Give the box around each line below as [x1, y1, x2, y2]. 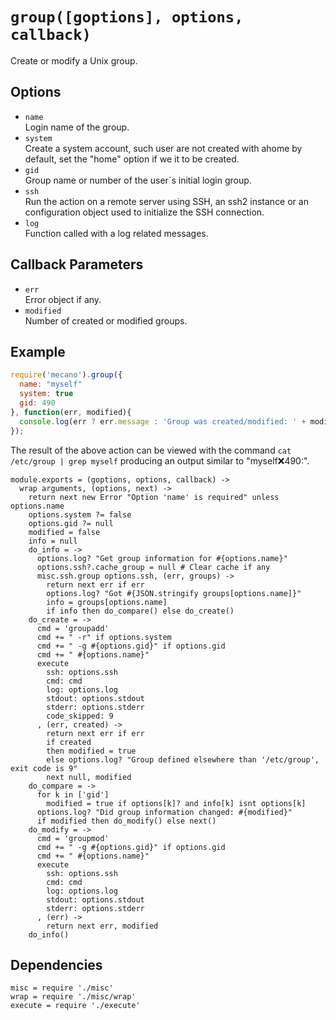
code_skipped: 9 [46, 711, 114, 721]
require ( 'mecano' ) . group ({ [10, 370, 123, 380]
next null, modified [46, 772, 132, 782]
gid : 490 [19, 398, 56, 408]
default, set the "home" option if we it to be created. [24, 153, 240, 165]
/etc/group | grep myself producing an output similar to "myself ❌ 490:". [10, 454, 310, 467]
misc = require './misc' [10, 983, 114, 993]
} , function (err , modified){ [10, 407, 132, 417]
